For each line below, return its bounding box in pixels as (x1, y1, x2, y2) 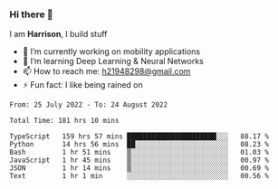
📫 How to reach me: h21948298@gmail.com (22, 66, 191, 77)
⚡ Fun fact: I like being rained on (22, 80, 143, 90)
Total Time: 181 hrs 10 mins (9, 117, 120, 126)
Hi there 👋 (9, 8, 54, 21)
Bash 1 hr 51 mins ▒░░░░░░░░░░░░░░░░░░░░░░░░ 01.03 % (9, 148, 270, 157)
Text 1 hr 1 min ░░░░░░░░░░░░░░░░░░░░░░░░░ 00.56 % (9, 172, 270, 181)
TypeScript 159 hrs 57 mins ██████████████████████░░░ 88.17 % (9, 132, 270, 141)
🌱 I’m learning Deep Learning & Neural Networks (22, 56, 204, 67)
